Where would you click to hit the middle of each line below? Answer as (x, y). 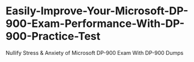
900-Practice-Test (53, 36)
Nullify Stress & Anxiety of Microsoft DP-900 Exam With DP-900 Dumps (95, 52)
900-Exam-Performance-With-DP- (95, 24)
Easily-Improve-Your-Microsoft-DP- (97, 11)
